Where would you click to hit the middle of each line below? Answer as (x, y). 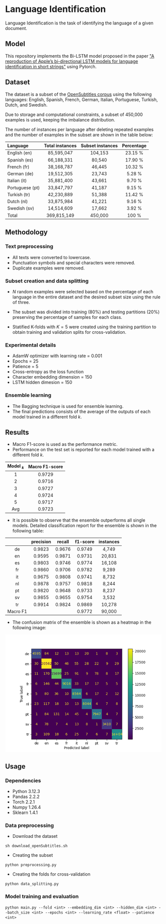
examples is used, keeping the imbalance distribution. (60, 120)
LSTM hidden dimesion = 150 (42, 383)
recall (63, 542)
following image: (29, 628)
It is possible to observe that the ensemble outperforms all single (79, 520)
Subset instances (99, 146)
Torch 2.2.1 (24, 802)
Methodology (27, 232)
